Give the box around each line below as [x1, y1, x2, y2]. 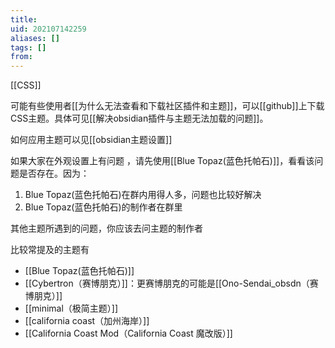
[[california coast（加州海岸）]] [24, 315, 150, 327]
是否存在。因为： [18, 167, 90, 180]
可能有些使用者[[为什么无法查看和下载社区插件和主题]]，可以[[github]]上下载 [10, 100, 325, 112]
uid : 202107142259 [10, 24, 87, 34]
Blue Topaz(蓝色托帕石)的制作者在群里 [24, 201, 183, 213]
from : [10, 52, 33, 62]
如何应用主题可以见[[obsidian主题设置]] [10, 134, 173, 146]
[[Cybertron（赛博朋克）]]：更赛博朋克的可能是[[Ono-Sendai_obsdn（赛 [24, 277, 319, 290]
